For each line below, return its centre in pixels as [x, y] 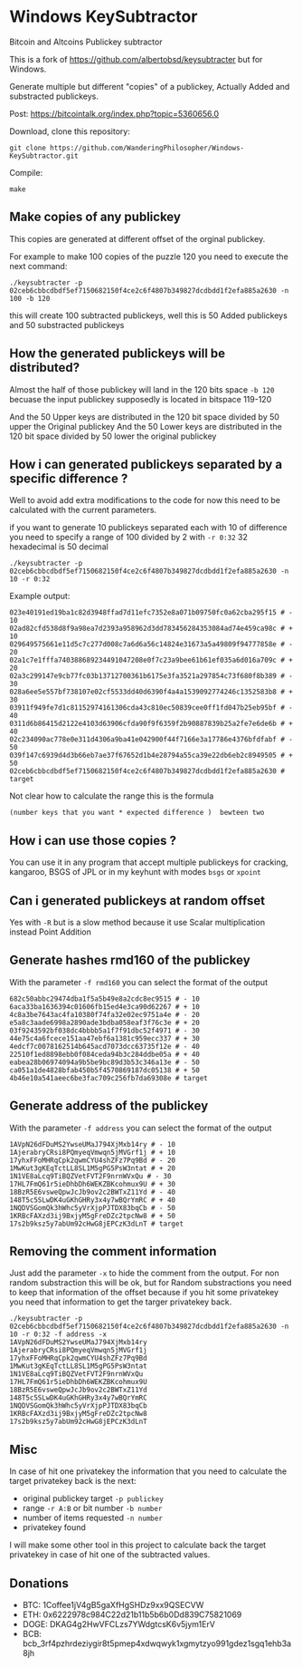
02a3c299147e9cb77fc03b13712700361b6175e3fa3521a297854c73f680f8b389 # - [151, 676]
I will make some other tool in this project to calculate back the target [138, 1545]
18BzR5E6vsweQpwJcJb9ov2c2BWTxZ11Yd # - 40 [93, 1192]
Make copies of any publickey [95, 217]
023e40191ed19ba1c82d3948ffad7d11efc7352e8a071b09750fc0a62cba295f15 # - [151, 613]
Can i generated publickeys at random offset [137, 901]
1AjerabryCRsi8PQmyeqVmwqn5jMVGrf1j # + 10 [93, 1152]
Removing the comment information [113, 1251]
